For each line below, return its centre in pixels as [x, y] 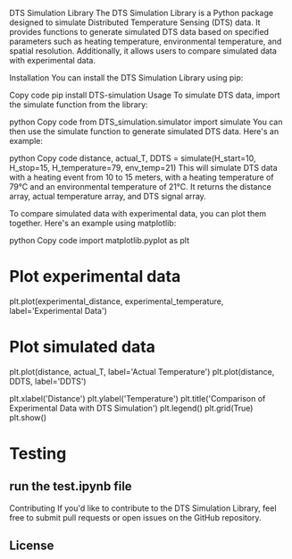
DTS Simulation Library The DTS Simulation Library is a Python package [142, 13]
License [32, 546]
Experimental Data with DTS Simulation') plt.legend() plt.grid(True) [131, 408]
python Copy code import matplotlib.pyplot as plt [100, 240]
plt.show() [28, 417]
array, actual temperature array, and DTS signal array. [108, 196]
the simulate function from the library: [79, 105]
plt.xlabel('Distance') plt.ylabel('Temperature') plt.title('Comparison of [138, 398]
